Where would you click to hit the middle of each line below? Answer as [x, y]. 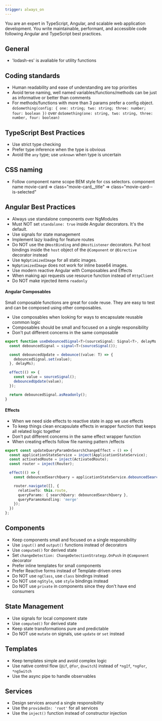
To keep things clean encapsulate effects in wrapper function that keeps [84, 426]
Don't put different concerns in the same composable [65, 332]
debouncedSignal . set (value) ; [43, 359]
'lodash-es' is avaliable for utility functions [54, 61]
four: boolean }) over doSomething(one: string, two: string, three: [82, 113]
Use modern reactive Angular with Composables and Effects [72, 270]
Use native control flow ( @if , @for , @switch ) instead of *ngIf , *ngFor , [79, 666]
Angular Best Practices [40, 207]
